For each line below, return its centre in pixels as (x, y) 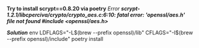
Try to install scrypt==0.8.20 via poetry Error (63, 9)
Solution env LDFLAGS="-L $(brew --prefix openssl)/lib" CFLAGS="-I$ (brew (100, 33)
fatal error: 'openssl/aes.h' (151, 15)
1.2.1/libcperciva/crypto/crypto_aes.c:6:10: (61, 15)
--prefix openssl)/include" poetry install (55, 39)
